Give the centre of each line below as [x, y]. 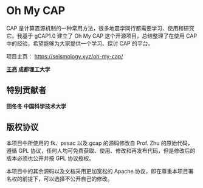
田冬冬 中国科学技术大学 [36, 106]
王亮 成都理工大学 [28, 69]
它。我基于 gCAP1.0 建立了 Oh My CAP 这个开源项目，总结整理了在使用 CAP [102, 36]
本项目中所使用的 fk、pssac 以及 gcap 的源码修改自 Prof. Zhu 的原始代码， [100, 143]
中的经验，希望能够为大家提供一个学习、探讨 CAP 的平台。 [80, 43]
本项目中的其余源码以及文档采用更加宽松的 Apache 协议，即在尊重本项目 [97, 171]
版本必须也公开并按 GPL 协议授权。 [50, 158]
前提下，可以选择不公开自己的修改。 [67, 179]
